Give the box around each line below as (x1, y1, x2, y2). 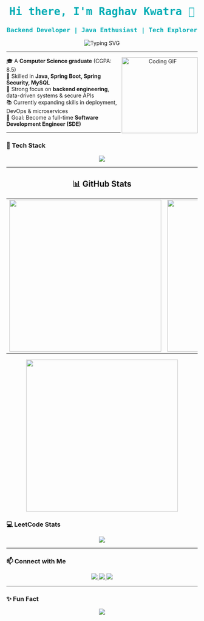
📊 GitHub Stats (72, 179, 132, 190)
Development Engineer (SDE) (6, 120, 81, 128)
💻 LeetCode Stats (6, 520, 61, 529)
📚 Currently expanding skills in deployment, (6, 99, 117, 106)
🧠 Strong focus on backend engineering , (6, 86, 109, 93)
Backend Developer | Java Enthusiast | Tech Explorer (6, 26, 198, 35)
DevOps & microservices (6, 108, 69, 115)
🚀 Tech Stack (6, 142, 46, 150)
